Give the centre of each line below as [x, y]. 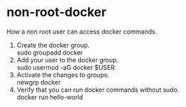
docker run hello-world [50, 97]
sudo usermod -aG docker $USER [66, 67]
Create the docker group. [53, 45]
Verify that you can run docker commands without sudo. [98, 90]
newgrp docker [38, 82]
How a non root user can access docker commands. [82, 31]
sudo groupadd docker [50, 52]
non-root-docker [57, 12]
